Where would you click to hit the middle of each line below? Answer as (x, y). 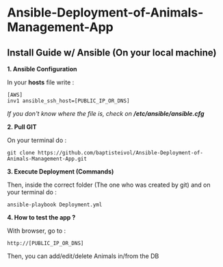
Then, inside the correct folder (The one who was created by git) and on (109, 185)
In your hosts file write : (41, 82)
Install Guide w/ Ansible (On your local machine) (112, 53)
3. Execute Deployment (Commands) (61, 172)
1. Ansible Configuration (42, 69)
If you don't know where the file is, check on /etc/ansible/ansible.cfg (106, 114)
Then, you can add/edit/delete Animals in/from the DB (83, 256)
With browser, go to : (37, 231)
